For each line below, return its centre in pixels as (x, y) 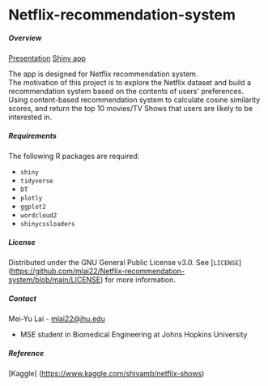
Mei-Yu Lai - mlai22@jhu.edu (57, 319)
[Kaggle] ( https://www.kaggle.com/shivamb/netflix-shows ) (106, 374)
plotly (31, 199)
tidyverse (37, 181)
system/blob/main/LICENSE (55, 280)
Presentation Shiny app (47, 58)
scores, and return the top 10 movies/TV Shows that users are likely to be (131, 109)
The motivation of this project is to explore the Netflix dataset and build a (130, 83)
